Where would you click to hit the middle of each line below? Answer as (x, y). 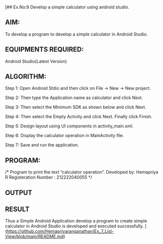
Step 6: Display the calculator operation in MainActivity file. (65, 136)
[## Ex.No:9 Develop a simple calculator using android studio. (67, 7)
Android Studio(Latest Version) (36, 61)
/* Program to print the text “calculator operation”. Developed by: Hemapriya (82, 172)
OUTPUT (19, 193)
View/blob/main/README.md (34, 237)
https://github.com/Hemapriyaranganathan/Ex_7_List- (60, 231)
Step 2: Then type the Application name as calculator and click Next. (74, 98)
